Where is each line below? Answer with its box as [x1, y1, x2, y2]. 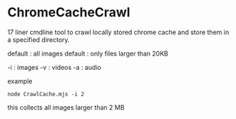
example [7, 76, 33, 86]
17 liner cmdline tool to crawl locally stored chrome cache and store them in [7, 28, 230, 36]
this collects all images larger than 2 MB [7, 103, 125, 111]
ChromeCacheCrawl [7, 4, 130, 21]
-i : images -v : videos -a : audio [7, 63, 101, 71]
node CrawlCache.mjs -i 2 [7, 90, 84, 98]
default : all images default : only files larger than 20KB [7, 49, 169, 58]
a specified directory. [7, 35, 70, 43]
